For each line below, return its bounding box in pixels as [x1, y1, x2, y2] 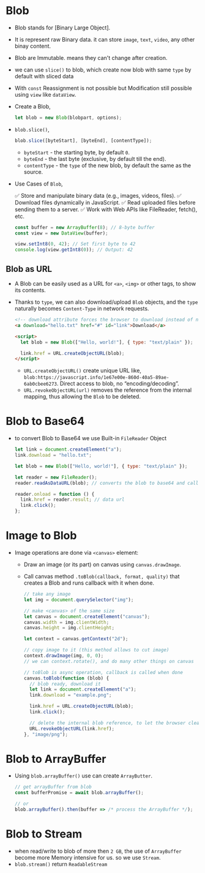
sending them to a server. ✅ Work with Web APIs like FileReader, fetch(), [14, 206, 198, 213]
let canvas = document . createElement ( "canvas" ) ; [23, 613, 151, 620]
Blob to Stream [6, 827, 83, 841]
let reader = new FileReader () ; [14, 474, 97, 481]
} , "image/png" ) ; [23, 731, 69, 738]
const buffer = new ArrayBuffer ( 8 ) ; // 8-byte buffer [14, 224, 155, 230]
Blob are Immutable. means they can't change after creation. [14, 54, 168, 61]
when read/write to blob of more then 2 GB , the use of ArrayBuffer [14, 847, 182, 855]
